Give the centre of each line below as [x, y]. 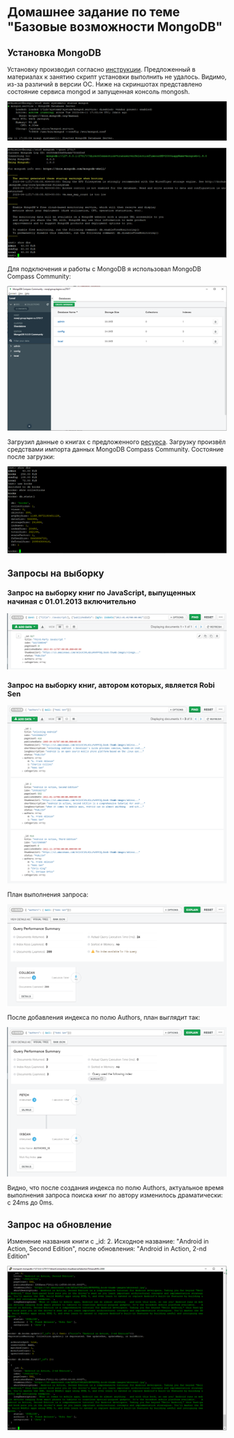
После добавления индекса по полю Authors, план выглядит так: [104, 1017]
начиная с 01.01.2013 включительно [72, 602]
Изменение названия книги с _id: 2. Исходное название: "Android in [108, 1241]
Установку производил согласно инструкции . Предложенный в [102, 69]
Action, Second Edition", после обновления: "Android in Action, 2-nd [107, 1249]
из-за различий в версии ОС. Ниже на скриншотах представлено [105, 84]
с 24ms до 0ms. [31, 1202]
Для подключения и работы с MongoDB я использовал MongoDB [104, 269]
